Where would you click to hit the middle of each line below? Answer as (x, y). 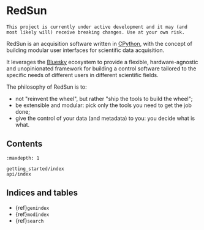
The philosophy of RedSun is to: (47, 87)
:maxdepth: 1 (23, 158)
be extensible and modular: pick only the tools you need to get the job (103, 105)
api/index (19, 174)
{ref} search (29, 220)
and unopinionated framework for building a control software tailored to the (101, 69)
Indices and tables (42, 193)
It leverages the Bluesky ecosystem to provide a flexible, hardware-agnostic (102, 62)
